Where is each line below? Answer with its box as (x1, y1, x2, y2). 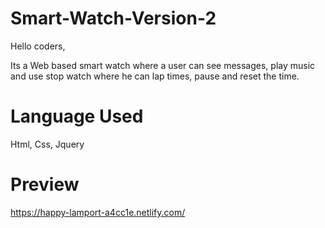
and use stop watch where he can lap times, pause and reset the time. (10, 70, 300, 82)
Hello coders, (10, 40, 66, 52)
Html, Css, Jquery (10, 138, 85, 150)
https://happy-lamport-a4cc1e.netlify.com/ (10, 206, 186, 218)
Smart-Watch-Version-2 (10, 7, 217, 30)
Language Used (10, 105, 144, 128)
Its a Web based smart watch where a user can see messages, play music (10, 59, 316, 71)
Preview (10, 173, 80, 196)
